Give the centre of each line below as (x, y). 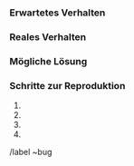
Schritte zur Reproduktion (67, 85)
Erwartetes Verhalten (57, 13)
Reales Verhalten (48, 36)
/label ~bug (31, 152)
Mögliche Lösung (48, 61)
